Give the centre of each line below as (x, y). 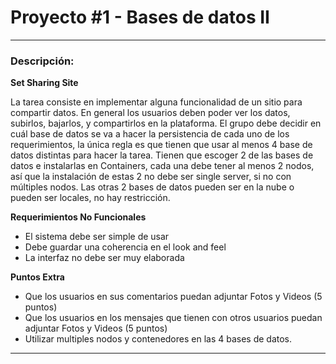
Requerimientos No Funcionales (78, 217)
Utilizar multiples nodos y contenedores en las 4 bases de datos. (158, 339)
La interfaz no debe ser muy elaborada (104, 258)
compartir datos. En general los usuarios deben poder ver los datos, (150, 113)
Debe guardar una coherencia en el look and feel (125, 247)
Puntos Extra (37, 277)
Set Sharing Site (44, 83)
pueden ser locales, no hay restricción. (90, 198)
